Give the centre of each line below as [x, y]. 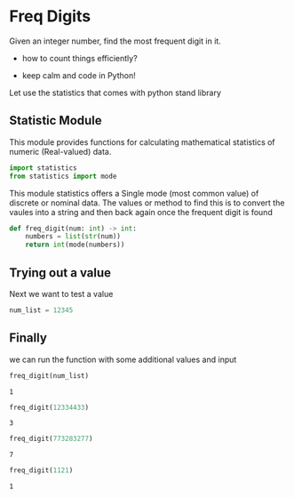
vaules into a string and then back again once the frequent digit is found [141, 212]
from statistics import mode [63, 176]
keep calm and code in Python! [79, 75]
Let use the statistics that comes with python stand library [115, 92]
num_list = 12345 [41, 310]
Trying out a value [60, 273]
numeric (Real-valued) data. [60, 151]
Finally [28, 338]
